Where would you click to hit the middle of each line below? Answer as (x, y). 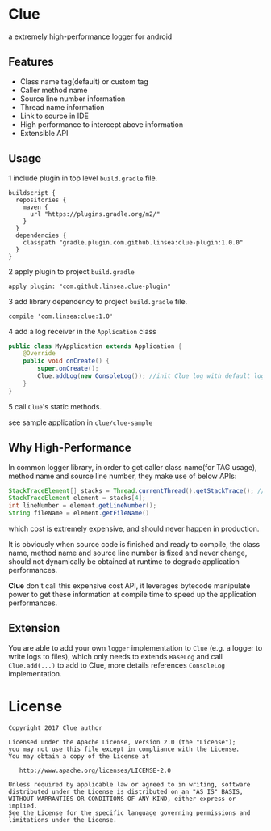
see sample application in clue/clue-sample (81, 422)
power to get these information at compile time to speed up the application (132, 594)
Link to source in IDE (54, 116)
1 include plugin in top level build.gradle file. (83, 178)
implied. (23, 806)
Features (31, 62)
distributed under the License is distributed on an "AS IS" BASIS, (126, 791)
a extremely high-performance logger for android (90, 36)
